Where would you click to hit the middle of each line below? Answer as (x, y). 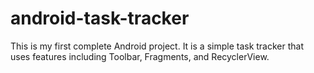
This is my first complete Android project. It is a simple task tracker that (157, 46)
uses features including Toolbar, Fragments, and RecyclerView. (140, 56)
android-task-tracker (100, 18)
